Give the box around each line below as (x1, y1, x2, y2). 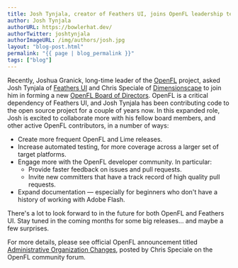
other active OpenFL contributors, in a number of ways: (7, 121, 169, 130)
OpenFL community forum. (7, 252, 86, 261)
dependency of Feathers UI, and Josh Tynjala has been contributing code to (7, 99, 229, 107)
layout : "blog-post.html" (7, 43, 84, 50)
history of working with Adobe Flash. (17, 195, 125, 203)
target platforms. (17, 150, 67, 158)
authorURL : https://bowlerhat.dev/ (7, 23, 113, 30)
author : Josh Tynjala (7, 17, 72, 24)
